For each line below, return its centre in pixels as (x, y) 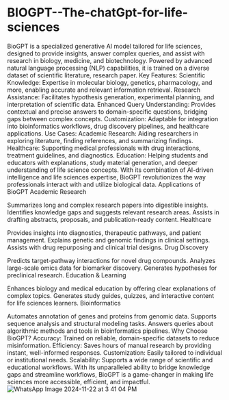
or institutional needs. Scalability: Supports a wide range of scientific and (110, 360)
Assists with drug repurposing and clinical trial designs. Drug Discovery (108, 247)
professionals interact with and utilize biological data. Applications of (104, 184)
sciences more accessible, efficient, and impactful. (79, 382)
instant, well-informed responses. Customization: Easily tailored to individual (115, 352)
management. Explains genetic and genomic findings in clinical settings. (109, 240)
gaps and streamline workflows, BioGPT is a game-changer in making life (110, 374)
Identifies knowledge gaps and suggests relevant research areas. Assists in (113, 212)
